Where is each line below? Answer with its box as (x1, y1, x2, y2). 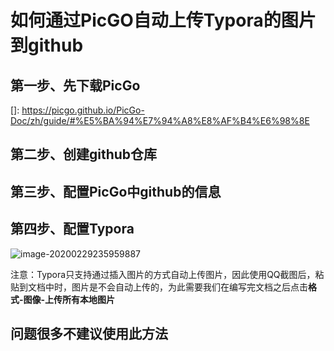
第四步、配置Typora (10, 221, 135, 238)
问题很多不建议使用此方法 (10, 325, 168, 342)
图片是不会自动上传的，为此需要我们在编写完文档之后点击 (71, 281, 308, 293)
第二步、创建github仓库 (10, 146, 158, 163)
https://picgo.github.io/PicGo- (21, 104, 145, 116)
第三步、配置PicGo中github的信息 (10, 183, 222, 200)
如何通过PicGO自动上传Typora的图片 (10, 9, 317, 32)
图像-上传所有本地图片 (23, 293, 116, 305)
